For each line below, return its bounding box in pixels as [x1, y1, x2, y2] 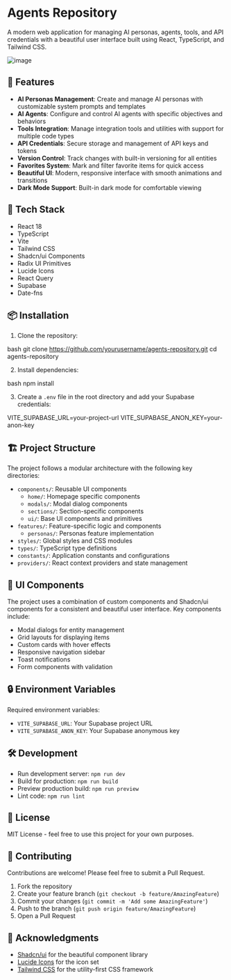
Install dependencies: [17, 366, 79, 374]
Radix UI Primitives [17, 259, 71, 267]
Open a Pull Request [17, 912, 76, 920]
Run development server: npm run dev [17, 769, 126, 778]
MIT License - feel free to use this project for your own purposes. [7, 830, 194, 839]
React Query [17, 273, 53, 282]
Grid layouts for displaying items [17, 633, 110, 641]
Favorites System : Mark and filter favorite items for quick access [17, 161, 204, 170]
